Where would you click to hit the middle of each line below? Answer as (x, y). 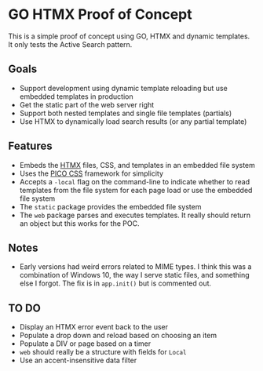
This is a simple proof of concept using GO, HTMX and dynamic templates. (129, 36)
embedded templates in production (76, 96)
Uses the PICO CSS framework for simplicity (91, 173)
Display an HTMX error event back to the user (94, 327)
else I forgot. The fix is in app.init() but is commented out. (115, 283)
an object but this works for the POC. (79, 223)
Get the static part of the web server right (87, 104)
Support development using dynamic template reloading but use (123, 88)
